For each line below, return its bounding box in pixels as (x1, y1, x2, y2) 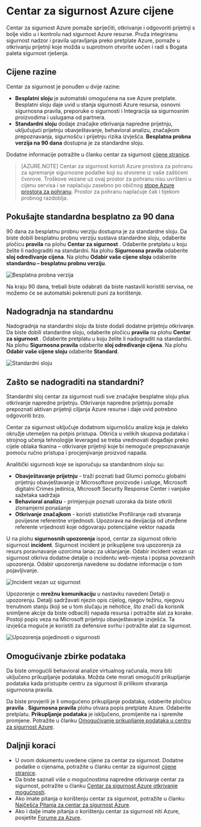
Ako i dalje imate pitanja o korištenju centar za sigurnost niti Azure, (14, 807, 180, 814)
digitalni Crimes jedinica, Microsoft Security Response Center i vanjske (14, 485, 190, 493)
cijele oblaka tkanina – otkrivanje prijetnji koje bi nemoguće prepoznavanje (6, 443, 190, 450)
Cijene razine (6, 67, 57, 77)
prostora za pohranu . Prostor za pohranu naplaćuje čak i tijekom (20, 188, 180, 195)
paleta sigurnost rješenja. (6, 49, 69, 56)
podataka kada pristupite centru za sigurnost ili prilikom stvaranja (6, 680, 168, 687)
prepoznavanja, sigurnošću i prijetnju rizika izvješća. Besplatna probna (14, 133, 191, 140)
